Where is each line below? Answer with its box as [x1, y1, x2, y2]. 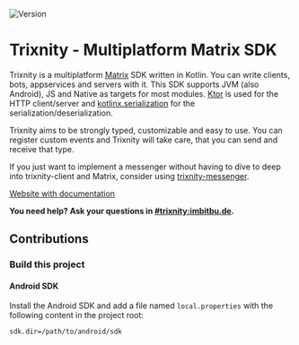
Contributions [9, 231, 89, 246]
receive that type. [9, 143, 75, 154]
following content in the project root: [9, 310, 144, 321]
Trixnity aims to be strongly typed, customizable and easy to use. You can [9, 125, 283, 135]
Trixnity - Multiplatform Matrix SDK [9, 40, 277, 60]
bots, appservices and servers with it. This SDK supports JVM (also [9, 79, 259, 90]
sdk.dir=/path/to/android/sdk [9, 327, 123, 336]
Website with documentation [9, 188, 115, 199]
